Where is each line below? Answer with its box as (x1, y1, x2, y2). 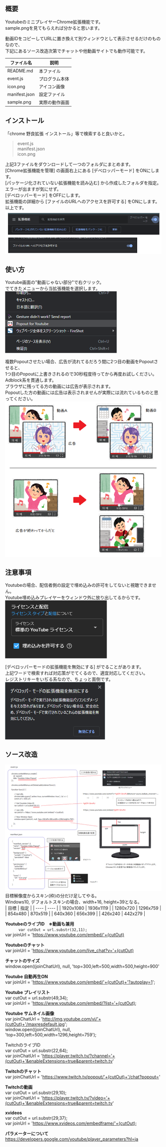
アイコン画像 (39, 84, 65, 90)
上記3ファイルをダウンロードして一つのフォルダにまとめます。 (5, 161, 133, 167)
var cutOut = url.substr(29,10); (5, 1090, 67, 1096)
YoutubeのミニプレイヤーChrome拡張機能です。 (5, 19, 103, 25)
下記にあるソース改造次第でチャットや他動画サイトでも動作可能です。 (5, 48, 148, 54)
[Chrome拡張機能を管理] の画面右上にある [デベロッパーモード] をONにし (5, 167, 155, 173)
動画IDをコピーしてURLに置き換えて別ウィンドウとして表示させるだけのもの (5, 35, 161, 41)
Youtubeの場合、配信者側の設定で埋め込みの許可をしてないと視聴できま (5, 582, 152, 588)
